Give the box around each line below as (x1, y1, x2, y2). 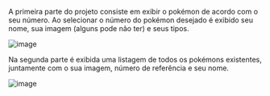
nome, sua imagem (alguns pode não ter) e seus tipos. (8, 24, 189, 33)
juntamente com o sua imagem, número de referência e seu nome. (8, 63, 230, 73)
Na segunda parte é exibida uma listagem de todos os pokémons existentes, (8, 55, 262, 64)
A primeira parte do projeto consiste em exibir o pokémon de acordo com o (8, 7, 259, 16)
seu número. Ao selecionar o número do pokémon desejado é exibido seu (8, 15, 254, 25)
